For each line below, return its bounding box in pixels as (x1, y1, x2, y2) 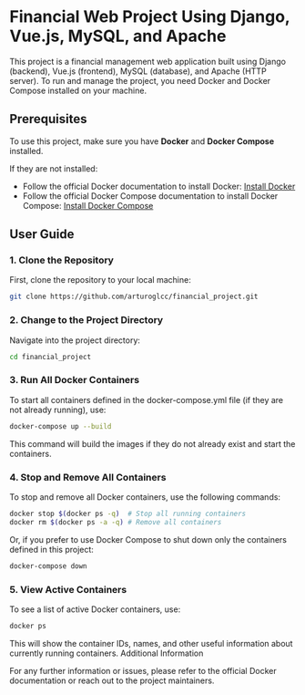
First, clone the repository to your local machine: (9, 275, 191, 285)
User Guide (9, 226, 75, 243)
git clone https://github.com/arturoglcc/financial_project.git (9, 292, 259, 302)
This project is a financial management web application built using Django (9, 56, 287, 67)
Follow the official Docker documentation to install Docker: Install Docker (22, 181, 296, 192)
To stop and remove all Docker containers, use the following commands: (9, 491, 280, 503)
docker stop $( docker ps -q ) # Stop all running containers (9, 509, 247, 518)
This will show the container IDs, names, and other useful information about (9, 638, 293, 648)
